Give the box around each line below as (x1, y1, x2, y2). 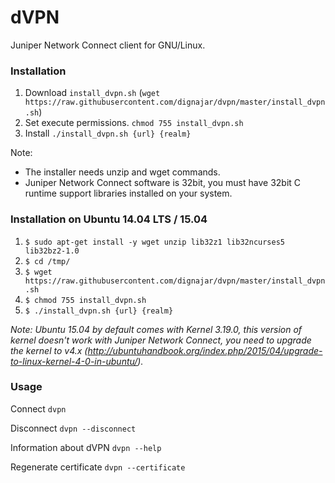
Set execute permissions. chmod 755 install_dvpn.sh (24, 117, 244, 129)
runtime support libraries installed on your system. (24, 187, 233, 200)
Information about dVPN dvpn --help (10, 441, 162, 453)
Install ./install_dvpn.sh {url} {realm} (24, 127, 192, 140)
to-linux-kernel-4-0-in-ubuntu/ (10, 355, 138, 367)
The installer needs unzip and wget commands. (24, 166, 221, 178)
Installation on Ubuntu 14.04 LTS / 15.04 (10, 212, 208, 226)
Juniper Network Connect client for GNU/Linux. (10, 39, 206, 51)
